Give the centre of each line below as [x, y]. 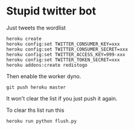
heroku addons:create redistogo [47, 65]
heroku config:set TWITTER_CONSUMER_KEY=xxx [63, 44]
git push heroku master [36, 87]
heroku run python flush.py [42, 121]
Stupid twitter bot [51, 11]
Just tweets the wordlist [36, 28]
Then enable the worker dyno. [44, 76]
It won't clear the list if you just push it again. [62, 98]
